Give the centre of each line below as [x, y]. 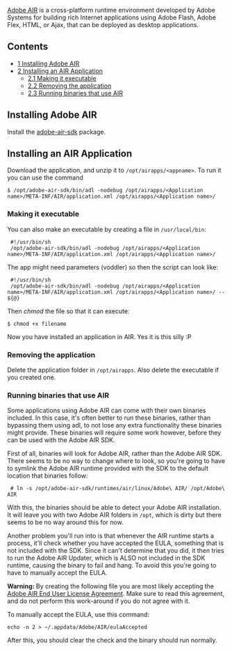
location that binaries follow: [48, 476]
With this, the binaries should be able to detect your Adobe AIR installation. [114, 508]
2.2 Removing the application [69, 86]
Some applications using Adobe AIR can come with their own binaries [107, 411]
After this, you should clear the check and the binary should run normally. [112, 641]
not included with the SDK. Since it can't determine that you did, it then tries [116, 551]
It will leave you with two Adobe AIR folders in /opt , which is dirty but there [114, 515]
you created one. [32, 377]
